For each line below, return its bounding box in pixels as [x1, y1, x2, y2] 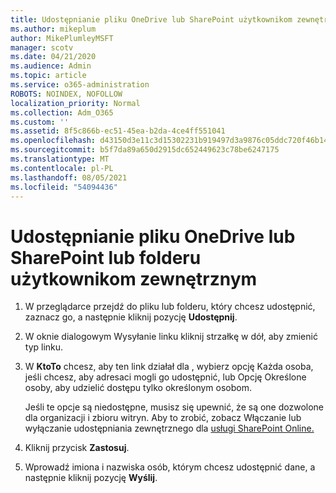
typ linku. [24, 341, 64, 353]
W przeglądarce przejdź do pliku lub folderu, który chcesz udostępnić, [24, 301, 316, 313]
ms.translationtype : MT [10, 154, 110, 164]
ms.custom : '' [10, 117, 70, 127]
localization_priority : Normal [10, 98, 141, 108]
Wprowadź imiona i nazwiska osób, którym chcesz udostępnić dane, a [24, 461, 316, 473]
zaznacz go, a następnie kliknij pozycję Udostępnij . [24, 311, 238, 323]
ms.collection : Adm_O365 [10, 107, 114, 118]
